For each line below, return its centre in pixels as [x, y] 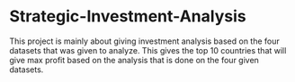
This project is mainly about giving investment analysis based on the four [145, 41]
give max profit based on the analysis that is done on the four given [134, 60]
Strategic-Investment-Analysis [128, 16]
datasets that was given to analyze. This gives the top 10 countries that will [148, 50]
